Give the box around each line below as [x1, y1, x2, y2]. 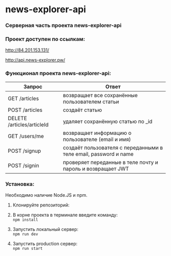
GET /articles [8, 95, 39, 102]
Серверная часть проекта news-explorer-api [5, 22, 122, 29]
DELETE [8, 114, 27, 122]
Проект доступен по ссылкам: [5, 36, 85, 43]
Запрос [23, 83, 42, 90]
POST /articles [8, 106, 43, 113]
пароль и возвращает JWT [63, 165, 129, 172]
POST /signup [8, 147, 41, 154]
